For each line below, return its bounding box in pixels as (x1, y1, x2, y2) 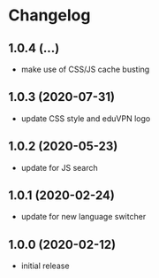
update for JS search (20, 162, 98, 173)
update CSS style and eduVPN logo (20, 112, 151, 124)
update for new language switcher (20, 212, 147, 222)
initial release (20, 260, 70, 271)
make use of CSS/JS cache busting (20, 64, 150, 74)
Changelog (8, 5, 91, 26)
